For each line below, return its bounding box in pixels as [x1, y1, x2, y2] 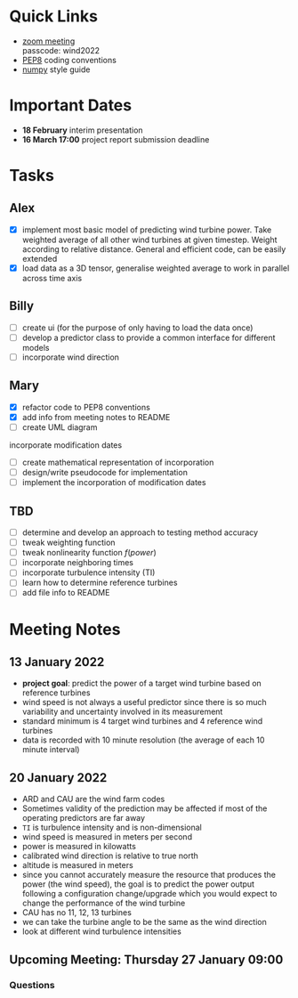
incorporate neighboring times [21, 557, 134, 568]
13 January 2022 [9, 654, 105, 669]
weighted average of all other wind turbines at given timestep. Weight [21, 234, 278, 245]
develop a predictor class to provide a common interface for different [21, 332, 276, 343]
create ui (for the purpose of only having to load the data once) [21, 322, 254, 333]
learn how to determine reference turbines [21, 577, 178, 588]
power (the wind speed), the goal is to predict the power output [21, 879, 255, 889]
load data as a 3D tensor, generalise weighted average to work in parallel [21, 263, 290, 273]
